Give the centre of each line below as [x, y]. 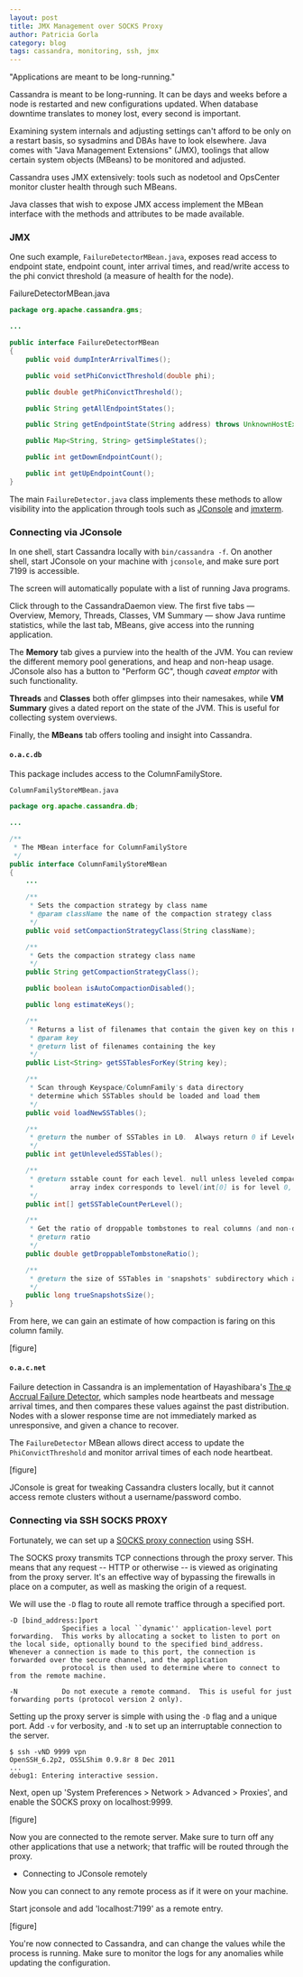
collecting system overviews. [63, 717]
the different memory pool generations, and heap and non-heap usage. [142, 662]
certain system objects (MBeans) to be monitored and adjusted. [128, 160]
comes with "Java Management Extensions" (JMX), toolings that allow [139, 151]
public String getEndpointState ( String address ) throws [133, 425]
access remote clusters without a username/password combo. [125, 1497]
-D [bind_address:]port [54, 1621]
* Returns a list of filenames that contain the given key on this [159, 1030]
